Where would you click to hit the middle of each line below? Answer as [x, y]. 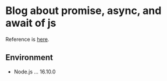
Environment [29, 57]
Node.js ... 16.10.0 [35, 72]
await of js [31, 23]
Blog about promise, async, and [83, 11]
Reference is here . [27, 39]
